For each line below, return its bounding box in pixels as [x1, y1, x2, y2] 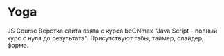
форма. [7, 41, 29, 49]
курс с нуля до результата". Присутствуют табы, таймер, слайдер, [7, 33, 204, 42]
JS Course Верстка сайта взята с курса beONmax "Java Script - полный [7, 27, 218, 35]
